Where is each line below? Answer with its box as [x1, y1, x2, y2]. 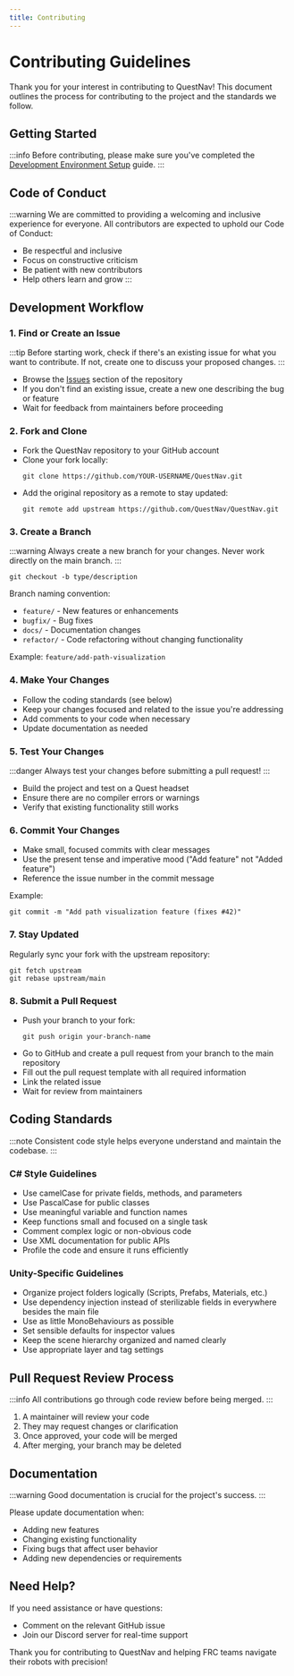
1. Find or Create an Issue [9, 327, 121, 339]
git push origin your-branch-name [21, 1032, 151, 1041]
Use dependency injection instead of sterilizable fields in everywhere [21, 1297, 277, 1307]
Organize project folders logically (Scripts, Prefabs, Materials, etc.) [21, 1288, 268, 1298]
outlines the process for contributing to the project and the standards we [9, 90, 277, 101]
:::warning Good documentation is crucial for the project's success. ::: [9, 1489, 266, 1500]
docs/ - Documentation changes [21, 625, 141, 635]
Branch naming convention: [9, 588, 111, 600]
